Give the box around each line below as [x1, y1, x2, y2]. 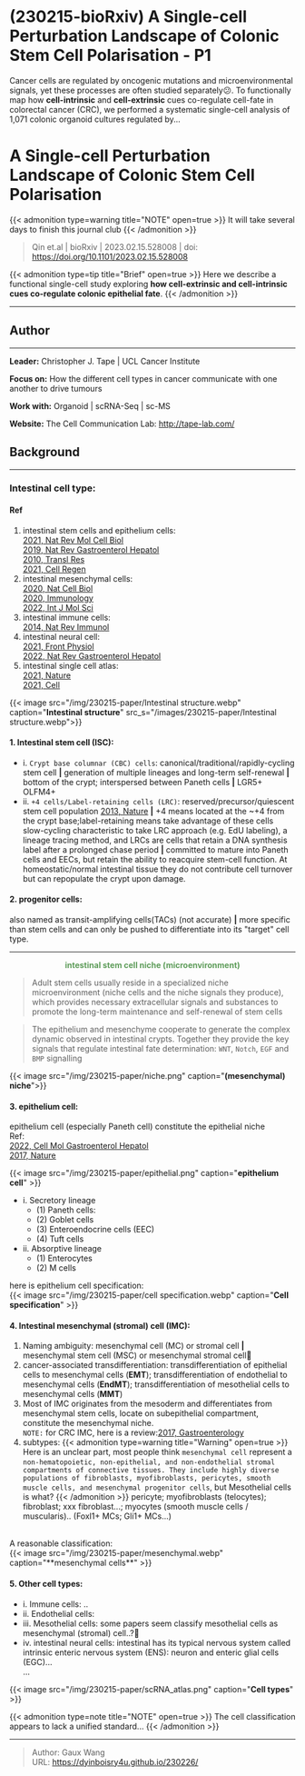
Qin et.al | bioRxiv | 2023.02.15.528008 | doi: [31, 241, 198, 252]
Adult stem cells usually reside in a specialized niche [31, 977, 229, 988]
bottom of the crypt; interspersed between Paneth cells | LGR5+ [22, 776, 263, 787]
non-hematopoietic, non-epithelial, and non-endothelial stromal [22, 1458, 275, 1467]
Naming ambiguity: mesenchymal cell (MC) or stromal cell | [22, 1341, 245, 1352]
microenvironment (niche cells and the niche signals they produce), [31, 987, 284, 998]
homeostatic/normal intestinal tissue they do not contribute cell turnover [22, 863, 293, 874]
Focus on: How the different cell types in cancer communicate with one [9, 373, 278, 384]
